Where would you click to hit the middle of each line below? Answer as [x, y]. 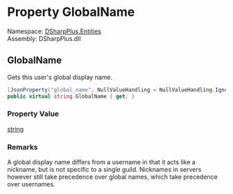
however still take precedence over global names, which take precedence [113, 177]
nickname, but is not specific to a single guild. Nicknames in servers [104, 170]
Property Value [33, 114]
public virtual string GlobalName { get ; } [71, 96]
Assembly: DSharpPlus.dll [44, 38]
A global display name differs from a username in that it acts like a [102, 162]
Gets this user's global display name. [60, 77]
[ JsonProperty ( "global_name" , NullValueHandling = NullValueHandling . [111, 90]
